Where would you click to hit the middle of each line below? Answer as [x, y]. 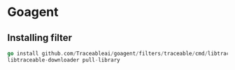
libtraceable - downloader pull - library [64, 60]
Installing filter [40, 38]
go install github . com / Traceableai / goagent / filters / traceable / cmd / [108, 53]
